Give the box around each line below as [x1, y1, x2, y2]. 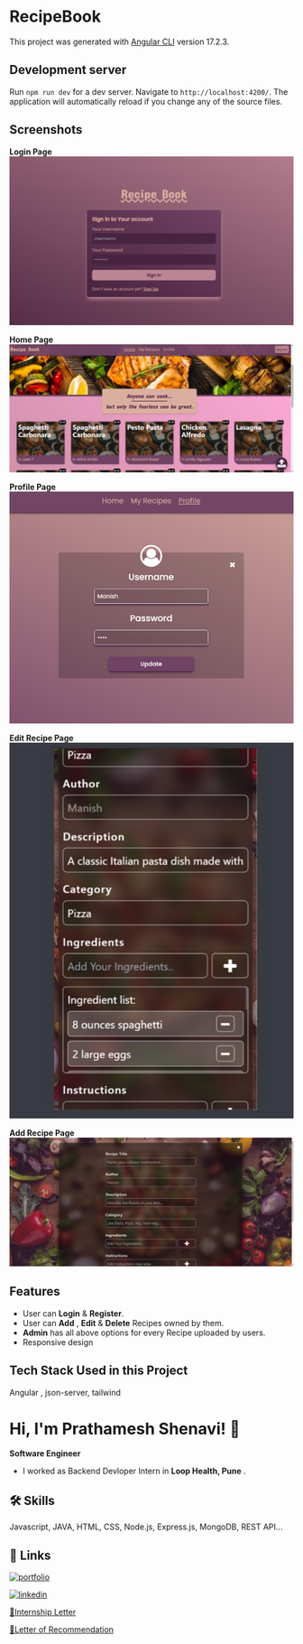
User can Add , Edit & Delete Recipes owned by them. [22, 1317, 225, 1328]
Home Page [9, 334, 54, 345]
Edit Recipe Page [9, 732, 74, 743]
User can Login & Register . [22, 1307, 124, 1319]
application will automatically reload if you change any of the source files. [9, 96, 282, 107]
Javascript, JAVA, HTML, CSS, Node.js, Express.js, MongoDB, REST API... [9, 1521, 283, 1532]
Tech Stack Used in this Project [9, 1363, 188, 1379]
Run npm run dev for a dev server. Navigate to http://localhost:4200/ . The [9, 86, 289, 97]
